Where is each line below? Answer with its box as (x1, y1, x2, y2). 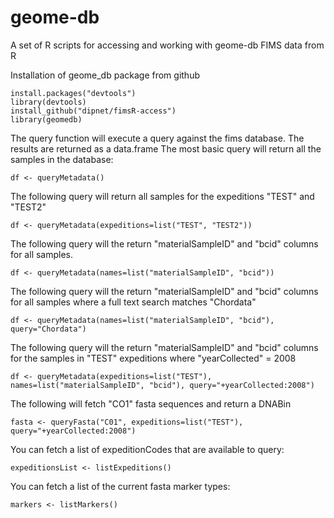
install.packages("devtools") (10, 88, 137, 98)
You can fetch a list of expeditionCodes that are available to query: (10, 443, 285, 455)
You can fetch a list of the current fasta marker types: (10, 480, 231, 492)
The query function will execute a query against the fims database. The (10, 132, 305, 144)
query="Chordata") (10, 324, 87, 334)
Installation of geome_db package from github (10, 69, 200, 81)
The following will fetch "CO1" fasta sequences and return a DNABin (10, 397, 292, 410)
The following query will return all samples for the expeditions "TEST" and (10, 190, 315, 202)
